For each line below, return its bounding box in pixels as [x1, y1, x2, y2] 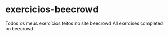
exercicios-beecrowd [5, 4, 99, 15]
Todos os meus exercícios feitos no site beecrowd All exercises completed [5, 20, 163, 26]
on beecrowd [5, 25, 33, 31]
